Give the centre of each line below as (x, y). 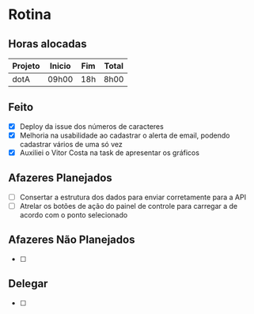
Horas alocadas (47, 44)
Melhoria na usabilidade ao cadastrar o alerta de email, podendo (125, 135)
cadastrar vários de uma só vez (71, 144)
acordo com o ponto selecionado (74, 214)
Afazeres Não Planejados (72, 240)
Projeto (26, 66)
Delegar (28, 284)
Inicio (60, 66)
